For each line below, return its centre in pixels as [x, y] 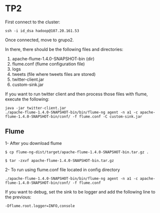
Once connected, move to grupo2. [39, 40]
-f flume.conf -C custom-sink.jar [107, 116]
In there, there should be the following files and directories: [64, 49]
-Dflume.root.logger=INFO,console [40, 206]
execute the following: [27, 99]
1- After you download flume [34, 143]
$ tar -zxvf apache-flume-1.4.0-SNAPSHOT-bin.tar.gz [60, 160]
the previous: [18, 197]
